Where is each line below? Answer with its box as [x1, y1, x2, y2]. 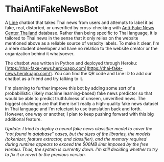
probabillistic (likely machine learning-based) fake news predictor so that [5, 90, 153, 96]
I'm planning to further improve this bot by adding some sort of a [5, 85, 136, 91]
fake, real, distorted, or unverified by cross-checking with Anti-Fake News [5, 24, 155, 30]
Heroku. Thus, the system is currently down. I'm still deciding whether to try [5, 146, 158, 152]
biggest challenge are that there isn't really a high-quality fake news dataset [5, 101, 159, 106]
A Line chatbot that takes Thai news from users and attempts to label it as [5, 20, 154, 25]
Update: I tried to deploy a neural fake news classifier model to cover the [5, 125, 153, 131]
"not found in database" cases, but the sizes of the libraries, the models [5, 131, 151, 137]
